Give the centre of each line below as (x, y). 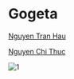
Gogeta (33, 14)
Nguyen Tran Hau (37, 36)
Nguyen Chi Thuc (37, 51)
